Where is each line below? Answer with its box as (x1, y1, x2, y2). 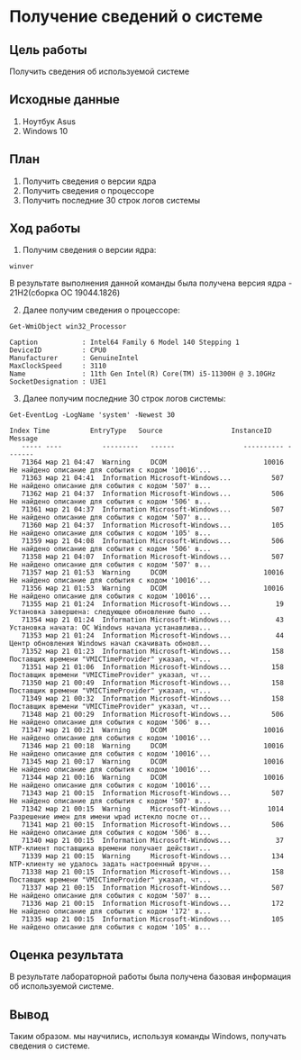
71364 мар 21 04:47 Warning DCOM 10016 (21, 458, 284, 467)
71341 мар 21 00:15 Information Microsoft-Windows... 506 (21, 820, 284, 829)
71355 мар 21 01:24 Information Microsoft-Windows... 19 (21, 600, 284, 609)
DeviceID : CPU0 (9, 346, 106, 355)
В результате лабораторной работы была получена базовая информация (9, 971, 291, 983)
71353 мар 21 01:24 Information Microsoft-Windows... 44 (21, 631, 284, 640)
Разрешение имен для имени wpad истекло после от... (9, 812, 212, 821)
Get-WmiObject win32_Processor (9, 322, 127, 331)
